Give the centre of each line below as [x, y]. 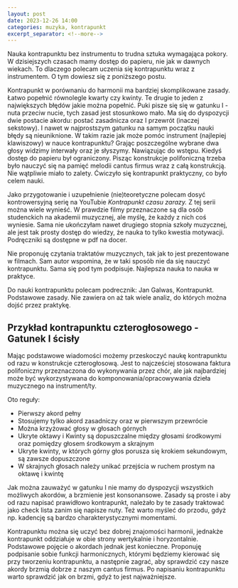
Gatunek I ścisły [44, 338]
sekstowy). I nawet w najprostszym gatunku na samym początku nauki [111, 128]
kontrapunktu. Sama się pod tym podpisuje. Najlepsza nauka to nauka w [113, 269]
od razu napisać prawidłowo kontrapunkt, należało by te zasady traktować [116, 503]
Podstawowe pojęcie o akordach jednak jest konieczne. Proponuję [104, 547]
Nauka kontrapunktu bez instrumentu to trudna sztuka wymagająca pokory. [118, 54]
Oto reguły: [24, 400]
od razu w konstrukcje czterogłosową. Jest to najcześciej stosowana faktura [119, 364]
